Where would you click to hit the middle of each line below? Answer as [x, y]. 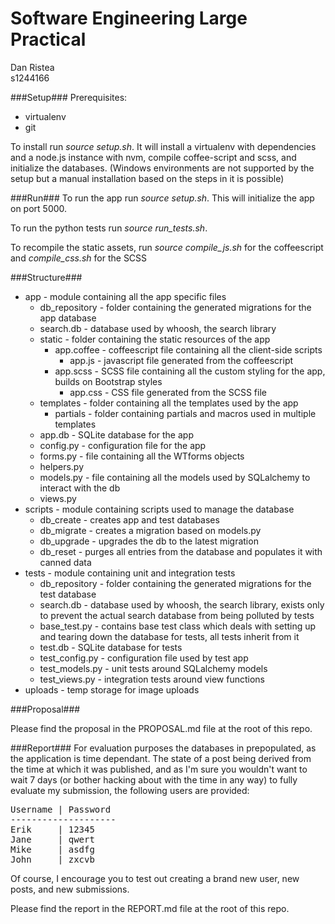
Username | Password [61, 809]
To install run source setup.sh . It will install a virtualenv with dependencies [163, 146]
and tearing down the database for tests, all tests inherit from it [169, 636]
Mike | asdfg [52, 849]
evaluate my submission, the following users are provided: [130, 790]
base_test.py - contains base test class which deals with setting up [178, 626]
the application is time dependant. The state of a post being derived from [161, 758]
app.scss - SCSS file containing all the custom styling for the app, [190, 371]
